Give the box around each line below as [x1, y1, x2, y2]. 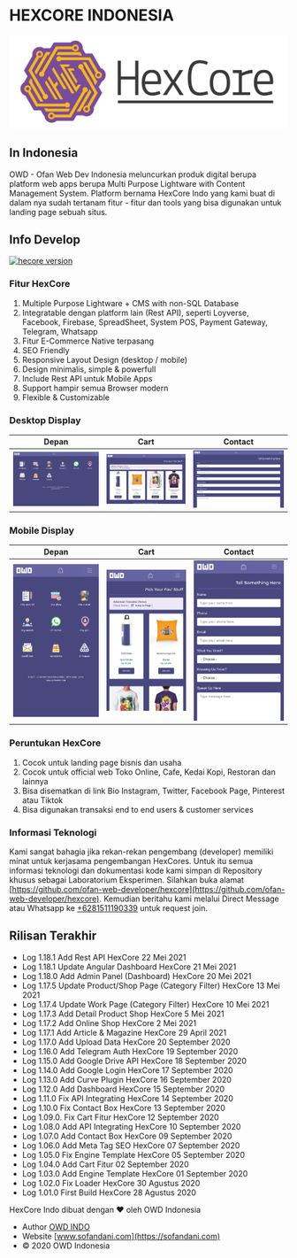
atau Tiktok [21, 794, 64, 806]
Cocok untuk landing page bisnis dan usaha [21, 757, 182, 768]
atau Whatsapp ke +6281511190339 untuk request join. [9, 902, 209, 913]
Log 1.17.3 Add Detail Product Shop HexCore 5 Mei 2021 [21, 1008, 225, 1019]
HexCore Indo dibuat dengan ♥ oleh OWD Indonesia [9, 1204, 202, 1215]
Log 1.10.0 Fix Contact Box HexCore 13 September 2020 [21, 1102, 225, 1113]
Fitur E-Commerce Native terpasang [21, 336, 155, 346]
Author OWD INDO [21, 1221, 90, 1231]
